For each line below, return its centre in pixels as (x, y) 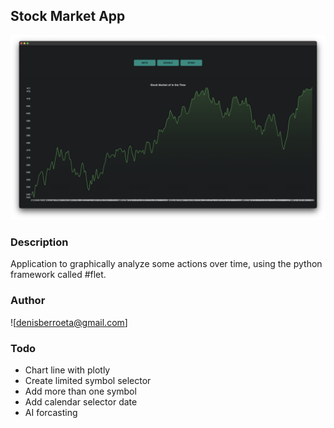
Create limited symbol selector (88, 381)
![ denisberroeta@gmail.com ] (69, 322)
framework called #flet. (58, 275)
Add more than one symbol (80, 391)
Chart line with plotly (67, 370)
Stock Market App (68, 16)
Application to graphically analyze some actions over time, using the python (166, 264)
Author (28, 301)
